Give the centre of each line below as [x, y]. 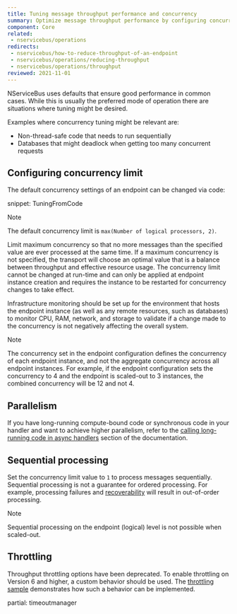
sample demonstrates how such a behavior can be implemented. [101, 589]
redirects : [23, 47]
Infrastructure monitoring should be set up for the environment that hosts [114, 303]
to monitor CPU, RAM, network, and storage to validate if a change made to [117, 318]
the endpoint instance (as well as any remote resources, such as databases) [118, 311]
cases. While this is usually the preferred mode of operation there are [108, 100]
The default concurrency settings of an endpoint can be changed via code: [116, 190]
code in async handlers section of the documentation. [110, 438]
